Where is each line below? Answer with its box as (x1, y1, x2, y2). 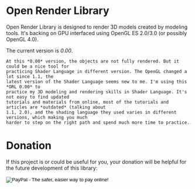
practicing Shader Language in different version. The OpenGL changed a (6, 68, 187, 74)
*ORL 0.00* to (6, 83, 41, 90)
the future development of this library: (6, 164, 98, 171)
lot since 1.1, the (6, 73, 54, 79)
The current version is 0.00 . (6, 47, 73, 54)
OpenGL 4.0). (6, 36, 39, 43)
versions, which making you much (6, 114, 88, 120)
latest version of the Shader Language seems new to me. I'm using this (6, 79, 187, 85)
